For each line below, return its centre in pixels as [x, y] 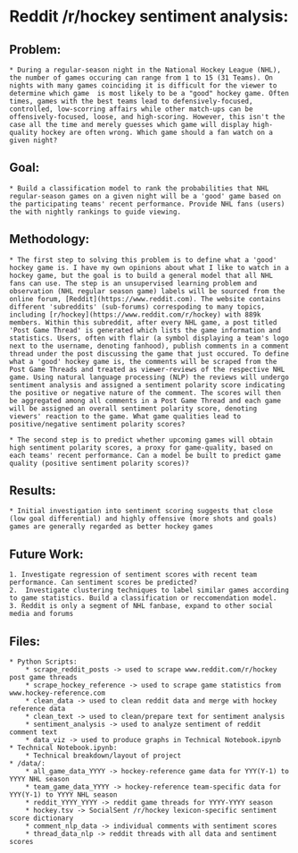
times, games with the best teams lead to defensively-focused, [131, 101]
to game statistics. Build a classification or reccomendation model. [143, 598]
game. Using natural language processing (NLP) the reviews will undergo [149, 377]
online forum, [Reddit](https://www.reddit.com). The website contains [145, 299]
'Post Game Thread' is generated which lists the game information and [145, 330]
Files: [25, 641]
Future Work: [46, 554]
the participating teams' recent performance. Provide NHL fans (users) [147, 204]
